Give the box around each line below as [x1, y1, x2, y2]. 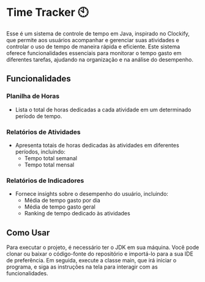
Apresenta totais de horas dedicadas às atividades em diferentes [15, 141, 179, 149]
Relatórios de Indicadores [6, 176, 84, 185]
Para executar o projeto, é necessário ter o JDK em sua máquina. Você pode [6, 243, 199, 251]
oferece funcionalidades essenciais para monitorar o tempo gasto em [6, 49, 182, 56]
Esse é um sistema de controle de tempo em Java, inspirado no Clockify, [6, 29, 190, 37]
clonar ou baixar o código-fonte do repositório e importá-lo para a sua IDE [6, 250, 194, 258]
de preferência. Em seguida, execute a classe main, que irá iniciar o [6, 257, 177, 264]
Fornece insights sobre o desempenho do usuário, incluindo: [15, 190, 168, 198]
